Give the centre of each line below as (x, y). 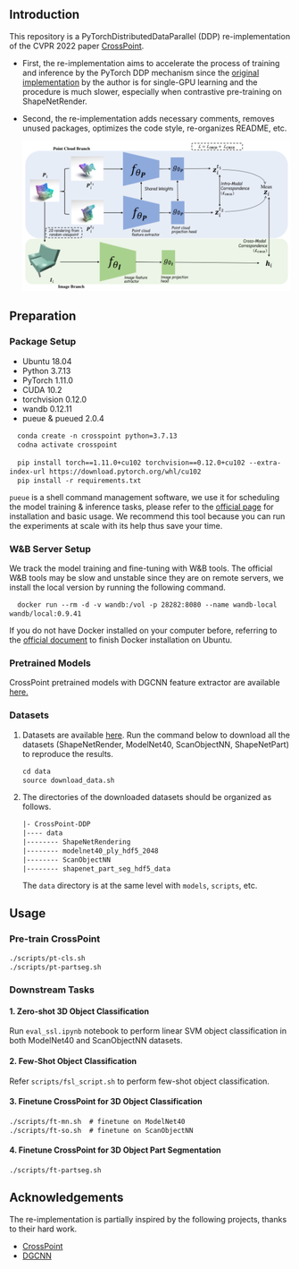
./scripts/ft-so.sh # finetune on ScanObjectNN (101, 1130)
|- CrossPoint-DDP (56, 824)
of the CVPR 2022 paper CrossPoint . (77, 46)
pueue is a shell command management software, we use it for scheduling (145, 497)
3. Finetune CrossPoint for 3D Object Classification (106, 1102)
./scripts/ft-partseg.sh (55, 1170)
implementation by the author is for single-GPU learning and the (140, 82)
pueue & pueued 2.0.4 (63, 418)
